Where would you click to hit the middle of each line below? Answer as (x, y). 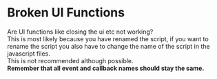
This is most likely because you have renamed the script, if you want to (108, 38)
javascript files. (29, 54)
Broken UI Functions (66, 13)
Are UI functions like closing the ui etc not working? (80, 32)
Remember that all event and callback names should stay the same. (106, 68)
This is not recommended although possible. (70, 60)
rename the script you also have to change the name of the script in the (108, 46)
